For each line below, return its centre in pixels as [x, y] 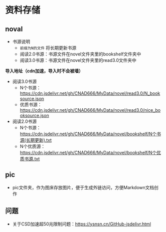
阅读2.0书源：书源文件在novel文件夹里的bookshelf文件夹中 [80, 54]
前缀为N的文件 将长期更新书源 [48, 48]
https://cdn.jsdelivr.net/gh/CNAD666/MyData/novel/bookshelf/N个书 [90, 134]
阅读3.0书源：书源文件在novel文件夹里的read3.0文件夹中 [78, 60]
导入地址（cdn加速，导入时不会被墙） [44, 71]
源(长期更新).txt [36, 140]
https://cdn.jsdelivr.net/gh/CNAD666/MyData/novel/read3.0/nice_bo [90, 110]
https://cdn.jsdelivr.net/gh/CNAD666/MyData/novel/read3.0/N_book [90, 93]
